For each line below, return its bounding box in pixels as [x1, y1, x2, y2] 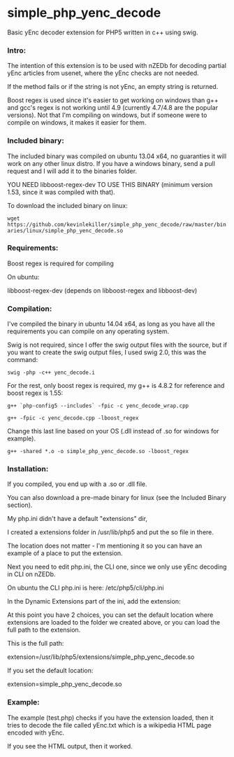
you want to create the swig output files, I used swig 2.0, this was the [7, 348, 207, 356]
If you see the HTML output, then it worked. [7, 742, 133, 750]
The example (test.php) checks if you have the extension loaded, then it [7, 713, 214, 722]
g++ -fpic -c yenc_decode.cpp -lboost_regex [7, 415, 139, 422]
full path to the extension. [7, 625, 81, 634]
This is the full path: [7, 639, 64, 648]
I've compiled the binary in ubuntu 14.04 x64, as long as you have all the [7, 320, 215, 328]
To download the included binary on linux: [7, 201, 128, 209]
